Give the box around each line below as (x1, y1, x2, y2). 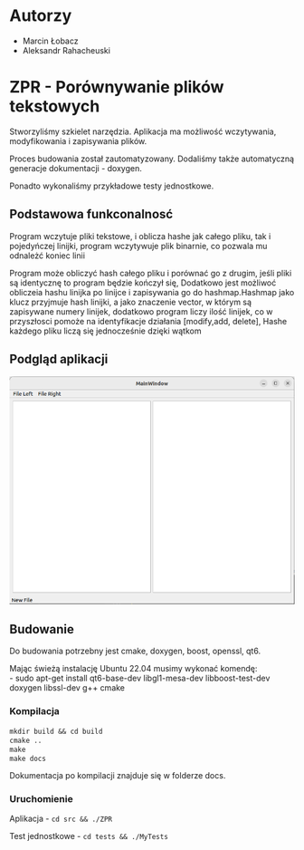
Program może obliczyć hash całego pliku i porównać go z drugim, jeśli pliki (9, 267, 292, 278)
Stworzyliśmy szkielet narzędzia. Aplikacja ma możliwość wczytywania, (9, 126, 277, 137)
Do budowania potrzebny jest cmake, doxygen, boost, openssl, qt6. (9, 645, 261, 657)
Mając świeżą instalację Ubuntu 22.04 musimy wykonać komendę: (9, 663, 258, 674)
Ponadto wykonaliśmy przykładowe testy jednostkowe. (9, 180, 214, 191)
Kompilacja (9, 705, 61, 718)
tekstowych (9, 96, 100, 117)
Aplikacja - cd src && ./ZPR (9, 813, 113, 824)
